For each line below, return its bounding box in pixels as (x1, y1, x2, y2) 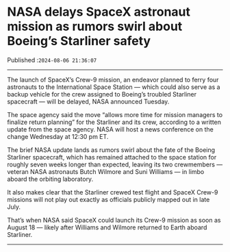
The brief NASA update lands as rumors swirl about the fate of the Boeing (7, 145, 216, 154)
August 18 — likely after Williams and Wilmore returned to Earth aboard (7, 223, 207, 231)
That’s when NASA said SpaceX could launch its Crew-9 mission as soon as (7, 216, 221, 224)
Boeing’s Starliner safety (7, 34, 151, 49)
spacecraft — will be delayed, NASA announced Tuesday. (7, 97, 170, 105)
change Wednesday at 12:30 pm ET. (7, 132, 109, 140)
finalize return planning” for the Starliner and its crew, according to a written (7, 118, 221, 126)
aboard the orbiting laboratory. (7, 175, 94, 183)
